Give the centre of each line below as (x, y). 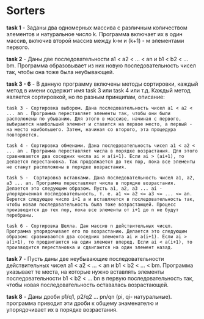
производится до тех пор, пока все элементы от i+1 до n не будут (93, 210)
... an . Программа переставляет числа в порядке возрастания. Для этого (102, 151)
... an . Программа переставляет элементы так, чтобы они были (89, 113)
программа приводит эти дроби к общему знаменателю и (82, 303)
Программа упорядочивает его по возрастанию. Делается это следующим (97, 231)
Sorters (26, 11)
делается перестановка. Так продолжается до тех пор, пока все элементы (101, 162)
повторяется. (23, 135)
